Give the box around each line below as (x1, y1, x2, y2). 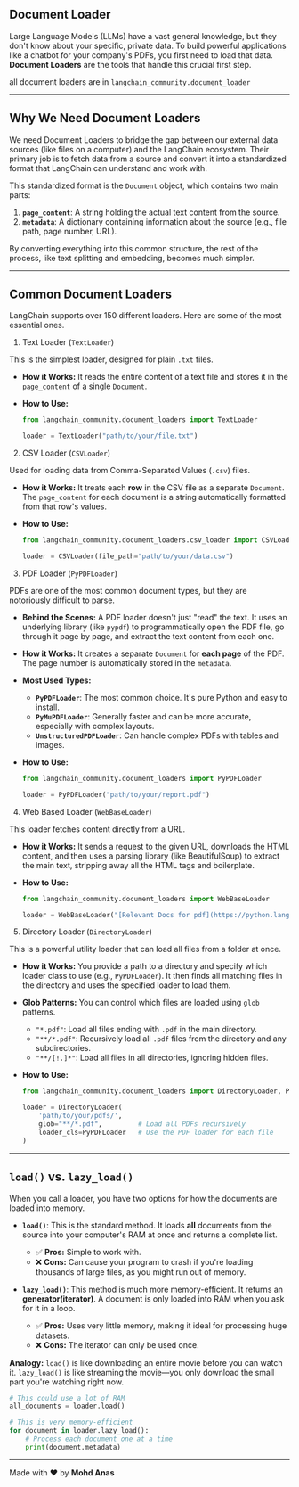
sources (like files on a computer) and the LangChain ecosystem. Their (9, 144, 270, 154)
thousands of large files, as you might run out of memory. (35, 1266, 246, 1278)
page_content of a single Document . (21, 381, 148, 391)
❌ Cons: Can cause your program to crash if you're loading (35, 1256, 254, 1267)
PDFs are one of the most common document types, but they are (9, 585, 247, 596)
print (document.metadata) (25, 1442, 122, 1451)
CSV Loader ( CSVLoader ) (21, 448, 111, 458)
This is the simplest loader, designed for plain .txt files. (9, 354, 214, 365)
